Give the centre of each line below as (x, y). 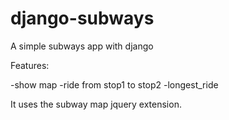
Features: (30, 65)
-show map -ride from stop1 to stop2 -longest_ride (114, 84)
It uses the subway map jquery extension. (96, 104)
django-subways (82, 18)
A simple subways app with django (82, 46)
